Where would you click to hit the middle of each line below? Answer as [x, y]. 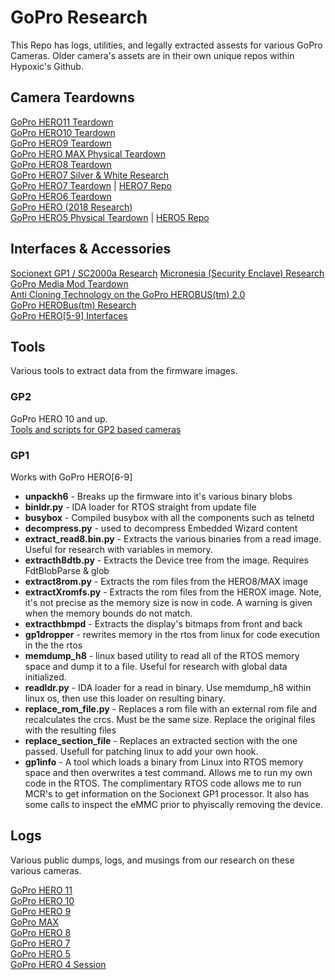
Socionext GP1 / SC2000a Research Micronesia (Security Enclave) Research [167, 273]
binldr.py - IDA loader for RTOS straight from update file [140, 507]
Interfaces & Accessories [91, 249]
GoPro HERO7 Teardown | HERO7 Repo [91, 185]
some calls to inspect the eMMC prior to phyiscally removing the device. [173, 804]
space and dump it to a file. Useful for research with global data [156, 666]
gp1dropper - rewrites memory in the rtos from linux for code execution [172, 634]
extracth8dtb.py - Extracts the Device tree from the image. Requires [166, 560]
